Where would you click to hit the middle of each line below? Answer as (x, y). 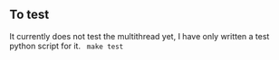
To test (29, 15)
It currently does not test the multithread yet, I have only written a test (139, 36)
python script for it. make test (67, 46)
